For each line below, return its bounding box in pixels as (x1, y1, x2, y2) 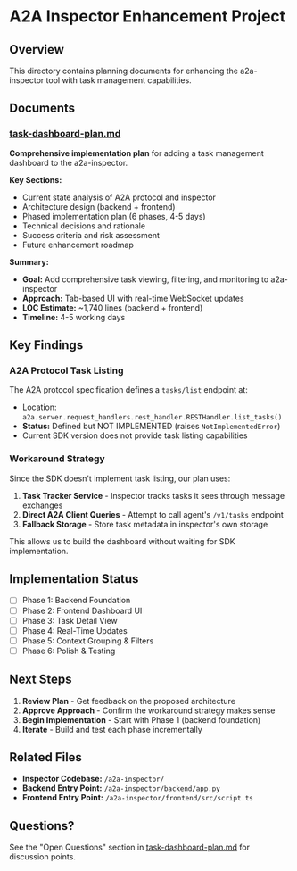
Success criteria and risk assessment (21, 229, 161, 240)
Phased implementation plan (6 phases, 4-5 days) (21, 211, 207, 221)
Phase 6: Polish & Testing (21, 645, 116, 656)
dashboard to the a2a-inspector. (9, 157, 128, 168)
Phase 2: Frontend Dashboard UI (21, 605, 143, 616)
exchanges (21, 500, 63, 510)
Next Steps (9, 672, 72, 687)
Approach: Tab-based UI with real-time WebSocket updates (21, 293, 244, 303)
